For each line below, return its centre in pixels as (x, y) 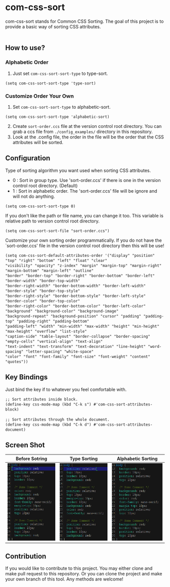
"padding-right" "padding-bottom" (53, 321)
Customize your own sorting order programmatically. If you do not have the (83, 240)
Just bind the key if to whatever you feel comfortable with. (66, 389)
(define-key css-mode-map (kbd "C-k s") (49, 404)
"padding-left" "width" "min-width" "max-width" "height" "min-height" (82, 326)
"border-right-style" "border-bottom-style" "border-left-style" (75, 296)
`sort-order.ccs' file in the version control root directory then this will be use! (85, 245)
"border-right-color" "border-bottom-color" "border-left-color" (75, 306)
